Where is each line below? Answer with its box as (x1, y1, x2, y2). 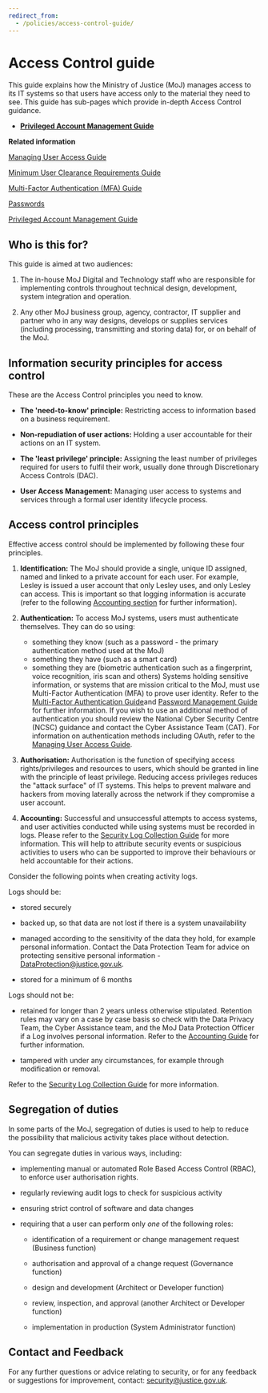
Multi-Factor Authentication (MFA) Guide (8, 184, 142, 193)
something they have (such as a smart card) (31, 654, 178, 664)
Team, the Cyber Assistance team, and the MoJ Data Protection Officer (19, 1022, 255, 1032)
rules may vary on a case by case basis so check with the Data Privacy (19, 1014, 254, 1024)
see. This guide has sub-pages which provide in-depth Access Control (8, 97, 242, 107)
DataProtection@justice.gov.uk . (19, 959, 124, 969)
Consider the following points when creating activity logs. (8, 871, 198, 881)
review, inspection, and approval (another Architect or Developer (31, 1298, 246, 1308)
